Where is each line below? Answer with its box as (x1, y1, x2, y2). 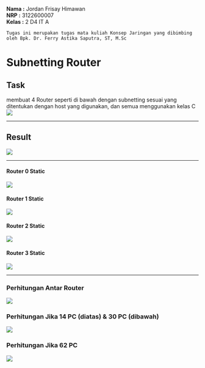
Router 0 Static (6, 167, 46, 175)
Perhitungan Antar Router (6, 284, 84, 292)
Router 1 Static (6, 195, 44, 202)
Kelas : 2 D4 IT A (6, 18, 49, 25)
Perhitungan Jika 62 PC (6, 341, 78, 350)
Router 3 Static (6, 249, 45, 257)
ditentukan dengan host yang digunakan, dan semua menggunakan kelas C (6, 103, 196, 109)
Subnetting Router (6, 56, 101, 70)
